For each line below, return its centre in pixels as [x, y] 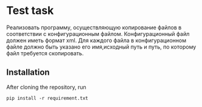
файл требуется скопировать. [45, 53]
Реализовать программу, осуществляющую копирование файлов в [94, 27]
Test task [30, 11]
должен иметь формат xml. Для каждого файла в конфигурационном [96, 40]
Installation [28, 73]
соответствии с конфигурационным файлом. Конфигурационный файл [98, 33]
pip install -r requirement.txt [47, 98]
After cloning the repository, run [46, 87]
